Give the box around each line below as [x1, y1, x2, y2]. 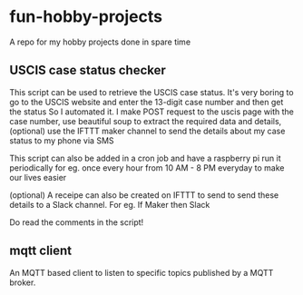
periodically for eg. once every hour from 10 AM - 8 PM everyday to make [9, 162, 285, 173]
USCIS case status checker [9, 63, 166, 78]
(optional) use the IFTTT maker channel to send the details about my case [9, 125, 286, 136]
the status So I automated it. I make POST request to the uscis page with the [9, 106, 295, 117]
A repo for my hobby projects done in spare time [9, 36, 191, 47]
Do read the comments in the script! [9, 216, 144, 228]
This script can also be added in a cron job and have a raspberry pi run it [9, 152, 281, 163]
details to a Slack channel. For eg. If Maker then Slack [9, 199, 210, 210]
